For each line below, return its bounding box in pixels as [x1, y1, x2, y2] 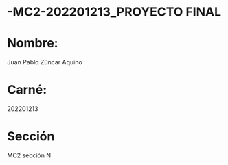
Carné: [7, 82, 47, 98]
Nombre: [7, 36, 58, 51]
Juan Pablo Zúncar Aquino [7, 58, 82, 66]
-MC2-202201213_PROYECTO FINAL [7, 4, 222, 20]
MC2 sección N [7, 151, 52, 160]
